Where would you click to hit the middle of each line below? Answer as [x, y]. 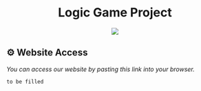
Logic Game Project [115, 13]
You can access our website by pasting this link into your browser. [101, 69]
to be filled [25, 81]
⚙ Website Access [47, 53]
